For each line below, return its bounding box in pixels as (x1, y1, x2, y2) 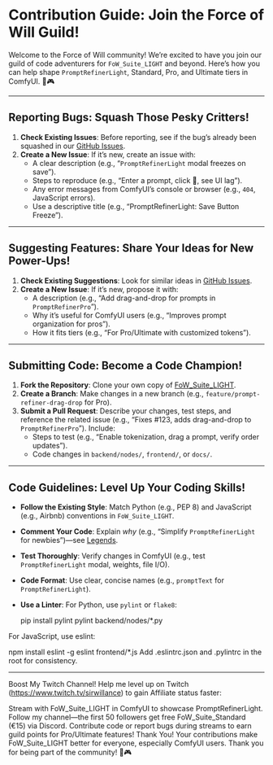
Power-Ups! (8, 254, 71, 268)
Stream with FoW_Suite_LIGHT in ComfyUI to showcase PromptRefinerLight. (8, 704, 263, 714)
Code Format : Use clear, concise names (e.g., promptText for (19, 575, 225, 585)
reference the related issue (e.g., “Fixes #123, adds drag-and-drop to (19, 415, 252, 425)
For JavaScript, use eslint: (8, 632, 96, 641)
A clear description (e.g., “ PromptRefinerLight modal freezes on (32, 158, 246, 168)
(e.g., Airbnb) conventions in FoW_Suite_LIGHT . (19, 511, 175, 521)
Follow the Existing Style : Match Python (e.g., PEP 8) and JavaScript (19, 502, 252, 512)
